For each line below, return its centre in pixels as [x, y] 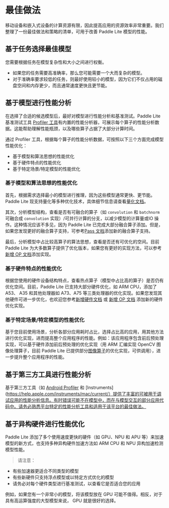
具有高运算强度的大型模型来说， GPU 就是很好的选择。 [62, 501]
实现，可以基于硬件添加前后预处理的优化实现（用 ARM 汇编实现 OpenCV [80, 344]
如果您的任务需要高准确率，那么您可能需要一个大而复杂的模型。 [78, 73]
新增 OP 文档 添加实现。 [29, 254]
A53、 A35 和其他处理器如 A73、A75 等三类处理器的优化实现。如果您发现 [81, 293]
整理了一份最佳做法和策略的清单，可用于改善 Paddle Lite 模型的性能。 [77, 31]
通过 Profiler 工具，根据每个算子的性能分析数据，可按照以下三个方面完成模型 [84, 139]
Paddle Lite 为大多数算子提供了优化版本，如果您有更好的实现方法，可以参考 [83, 248]
